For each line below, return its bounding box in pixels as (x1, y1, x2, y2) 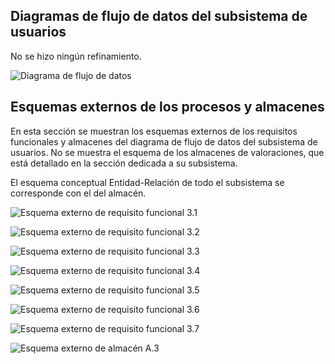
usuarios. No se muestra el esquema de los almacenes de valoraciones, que (10, 146, 325, 158)
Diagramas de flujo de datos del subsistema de (10, 8, 308, 25)
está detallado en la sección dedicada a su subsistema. (10, 157, 238, 169)
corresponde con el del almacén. (10, 187, 147, 199)
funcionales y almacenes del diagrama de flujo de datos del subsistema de (10, 135, 318, 148)
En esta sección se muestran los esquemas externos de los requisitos (10, 125, 298, 137)
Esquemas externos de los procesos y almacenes (10, 99, 325, 116)
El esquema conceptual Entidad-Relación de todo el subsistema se (10, 176, 285, 188)
